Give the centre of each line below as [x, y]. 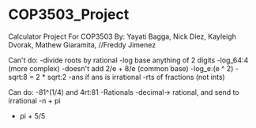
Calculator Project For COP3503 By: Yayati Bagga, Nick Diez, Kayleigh [122, 36]
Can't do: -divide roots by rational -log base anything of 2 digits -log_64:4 [128, 60]
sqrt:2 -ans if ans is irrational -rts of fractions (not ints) [136, 77]
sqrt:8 [18, 77]
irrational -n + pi [34, 100]
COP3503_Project [69, 15]
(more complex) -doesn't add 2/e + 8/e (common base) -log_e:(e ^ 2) [121, 68]
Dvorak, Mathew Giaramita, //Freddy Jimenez [82, 44]
